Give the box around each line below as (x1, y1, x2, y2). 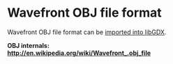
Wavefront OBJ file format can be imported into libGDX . (7, 28, 167, 36)
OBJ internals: (7, 41, 50, 49)
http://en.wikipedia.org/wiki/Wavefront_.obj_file (7, 49, 151, 57)
